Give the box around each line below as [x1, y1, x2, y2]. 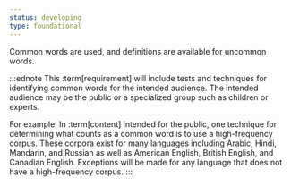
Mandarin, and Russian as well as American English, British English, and [9, 147, 274, 157]
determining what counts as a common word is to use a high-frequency [9, 128, 273, 139]
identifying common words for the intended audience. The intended [9, 82, 259, 93]
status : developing [9, 13, 82, 22]
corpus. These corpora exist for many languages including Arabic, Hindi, [9, 138, 278, 148]
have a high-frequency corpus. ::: [9, 166, 133, 177]
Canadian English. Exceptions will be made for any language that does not [9, 156, 283, 167]
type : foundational [9, 21, 82, 30]
